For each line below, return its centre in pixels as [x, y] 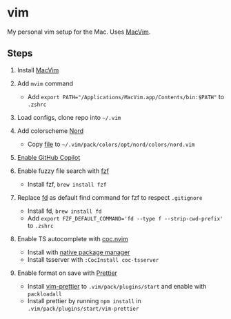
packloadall [44, 294]
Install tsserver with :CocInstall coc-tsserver [93, 259]
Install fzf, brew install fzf [67, 184]
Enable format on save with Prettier [67, 273]
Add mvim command [45, 83]
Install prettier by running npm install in [84, 300]
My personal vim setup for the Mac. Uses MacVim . [79, 32]
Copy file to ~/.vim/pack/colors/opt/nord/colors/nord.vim [111, 144]
